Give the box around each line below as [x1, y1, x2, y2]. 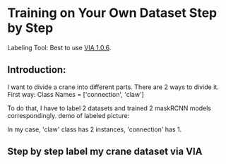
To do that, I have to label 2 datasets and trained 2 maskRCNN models [7, 104, 212, 112]
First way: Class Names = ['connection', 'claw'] [7, 90, 145, 98]
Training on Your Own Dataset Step [7, 5, 218, 21]
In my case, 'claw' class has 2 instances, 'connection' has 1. [7, 125, 182, 134]
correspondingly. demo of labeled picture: [7, 111, 130, 119]
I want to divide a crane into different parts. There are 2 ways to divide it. [7, 83, 219, 91]
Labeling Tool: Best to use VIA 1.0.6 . [7, 43, 112, 52]
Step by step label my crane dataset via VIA [7, 146, 203, 158]
